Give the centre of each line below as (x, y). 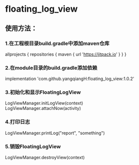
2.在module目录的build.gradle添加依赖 (51, 68)
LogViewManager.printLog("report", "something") (55, 133)
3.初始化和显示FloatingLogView (43, 92)
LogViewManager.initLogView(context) (44, 103)
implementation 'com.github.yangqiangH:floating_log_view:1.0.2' (70, 79)
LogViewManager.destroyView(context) (45, 158)
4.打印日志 (18, 122)
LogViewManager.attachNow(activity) (43, 108)
